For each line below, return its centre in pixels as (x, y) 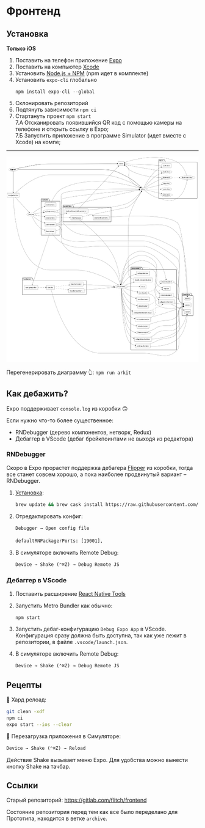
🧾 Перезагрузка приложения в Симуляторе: (63, 736)
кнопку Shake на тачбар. (38, 766)
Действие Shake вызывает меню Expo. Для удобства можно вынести (97, 760)
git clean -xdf (26, 712)
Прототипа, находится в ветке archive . (57, 819)
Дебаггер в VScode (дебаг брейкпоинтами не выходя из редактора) (104, 439)
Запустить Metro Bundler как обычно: (64, 606)
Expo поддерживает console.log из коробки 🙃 (67, 408)
